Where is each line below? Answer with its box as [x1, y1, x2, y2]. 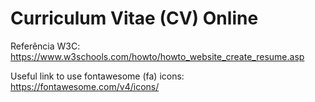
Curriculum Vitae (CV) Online [10, 7, 259, 30]
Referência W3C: [10, 40, 81, 52]
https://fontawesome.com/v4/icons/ [10, 80, 160, 92]
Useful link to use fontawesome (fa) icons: [10, 70, 185, 82]
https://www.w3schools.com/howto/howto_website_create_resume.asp [10, 50, 305, 62]
